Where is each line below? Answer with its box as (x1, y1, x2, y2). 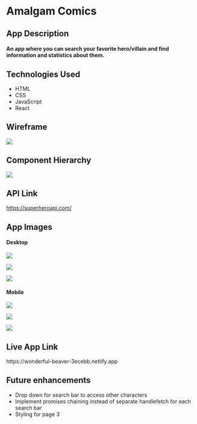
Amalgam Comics (6, 4, 97, 18)
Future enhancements (6, 375, 91, 385)
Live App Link (6, 342, 58, 352)
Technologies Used (6, 69, 80, 79)
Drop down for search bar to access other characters (14, 391, 148, 399)
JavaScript (14, 98, 42, 105)
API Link (6, 189, 38, 198)
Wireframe (6, 122, 48, 132)
